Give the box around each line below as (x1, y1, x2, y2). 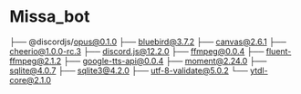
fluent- (265, 45, 292, 56)
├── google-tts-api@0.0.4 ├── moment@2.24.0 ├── (63, 55, 267, 66)
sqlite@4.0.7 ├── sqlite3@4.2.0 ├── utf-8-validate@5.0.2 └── (9, 65, 249, 76)
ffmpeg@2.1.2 (9, 55, 62, 66)
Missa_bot (9, 6, 90, 27)
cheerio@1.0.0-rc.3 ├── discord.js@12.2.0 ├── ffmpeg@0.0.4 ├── (9, 45, 265, 56)
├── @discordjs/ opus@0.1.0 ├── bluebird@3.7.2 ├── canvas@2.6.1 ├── (9, 36, 287, 47)
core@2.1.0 (9, 74, 52, 85)
